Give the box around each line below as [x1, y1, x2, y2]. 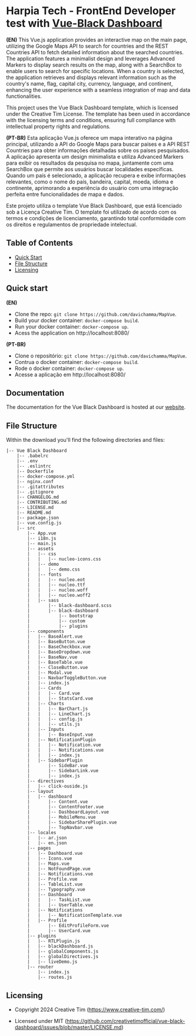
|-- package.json [16, 515, 59, 521]
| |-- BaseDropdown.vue [27, 649, 91, 655]
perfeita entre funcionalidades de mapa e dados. [6, 191, 125, 198]
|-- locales [27, 830, 57, 836]
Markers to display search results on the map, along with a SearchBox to [6, 61, 182, 68]
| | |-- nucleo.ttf [27, 582, 85, 588]
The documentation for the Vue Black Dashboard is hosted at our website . [6, 404, 186, 411]
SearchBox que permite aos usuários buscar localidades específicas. [6, 165, 174, 172]
